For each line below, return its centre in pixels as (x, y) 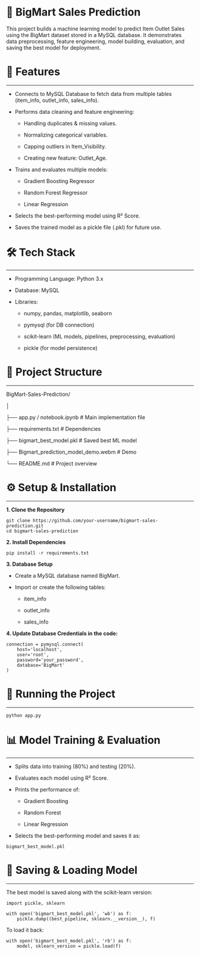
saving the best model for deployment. (54, 48)
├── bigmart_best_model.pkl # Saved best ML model (71, 440)
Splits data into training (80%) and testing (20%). (75, 766)
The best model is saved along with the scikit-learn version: (79, 892)
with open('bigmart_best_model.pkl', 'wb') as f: (69, 914)
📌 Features (33, 72)
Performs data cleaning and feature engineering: (74, 111)
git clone (18, 520)
